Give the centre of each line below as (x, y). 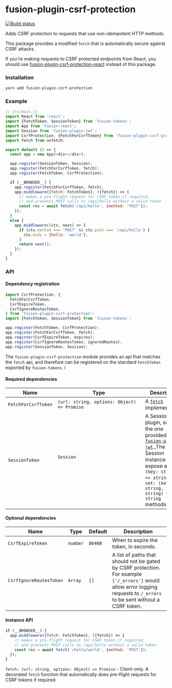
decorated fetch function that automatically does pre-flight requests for (81, 675)
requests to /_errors (137, 593)
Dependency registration (33, 284)
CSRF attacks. (20, 49)
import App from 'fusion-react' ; (41, 126)
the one (154, 428)
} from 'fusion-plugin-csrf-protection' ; (50, 314)
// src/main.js (21, 112)
